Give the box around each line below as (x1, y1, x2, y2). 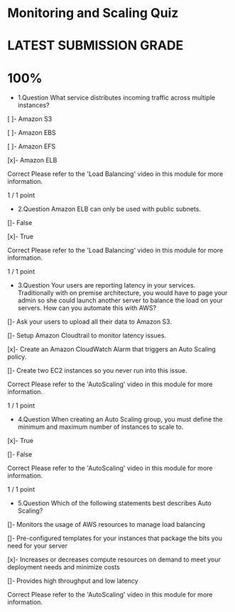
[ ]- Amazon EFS (7, 142, 56, 151)
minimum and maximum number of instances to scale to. (17, 422, 184, 431)
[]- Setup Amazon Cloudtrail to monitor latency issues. (7, 332, 167, 340)
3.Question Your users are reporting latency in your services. (17, 281, 196, 290)
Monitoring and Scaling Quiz (7, 5, 179, 21)
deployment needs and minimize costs (7, 563, 121, 572)
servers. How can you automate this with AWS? (17, 304, 157, 312)
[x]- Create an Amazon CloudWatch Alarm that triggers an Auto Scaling (7, 345, 217, 354)
